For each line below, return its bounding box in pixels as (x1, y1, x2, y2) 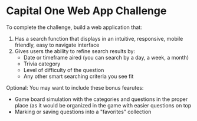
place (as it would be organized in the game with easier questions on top (14, 102, 192, 109)
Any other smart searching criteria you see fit (23, 73, 134, 80)
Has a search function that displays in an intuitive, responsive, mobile (14, 35, 183, 42)
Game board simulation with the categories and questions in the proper (14, 96, 188, 103)
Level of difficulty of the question (23, 66, 104, 73)
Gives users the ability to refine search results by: (14, 47, 136, 54)
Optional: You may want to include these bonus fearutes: (6, 84, 144, 91)
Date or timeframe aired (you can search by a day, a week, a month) (23, 54, 189, 61)
